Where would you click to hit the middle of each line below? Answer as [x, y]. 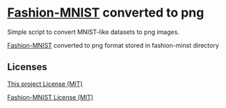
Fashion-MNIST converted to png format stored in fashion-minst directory [113, 45]
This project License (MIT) [45, 84]
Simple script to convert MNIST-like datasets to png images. [93, 32]
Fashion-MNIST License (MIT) [50, 97]
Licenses [27, 67]
